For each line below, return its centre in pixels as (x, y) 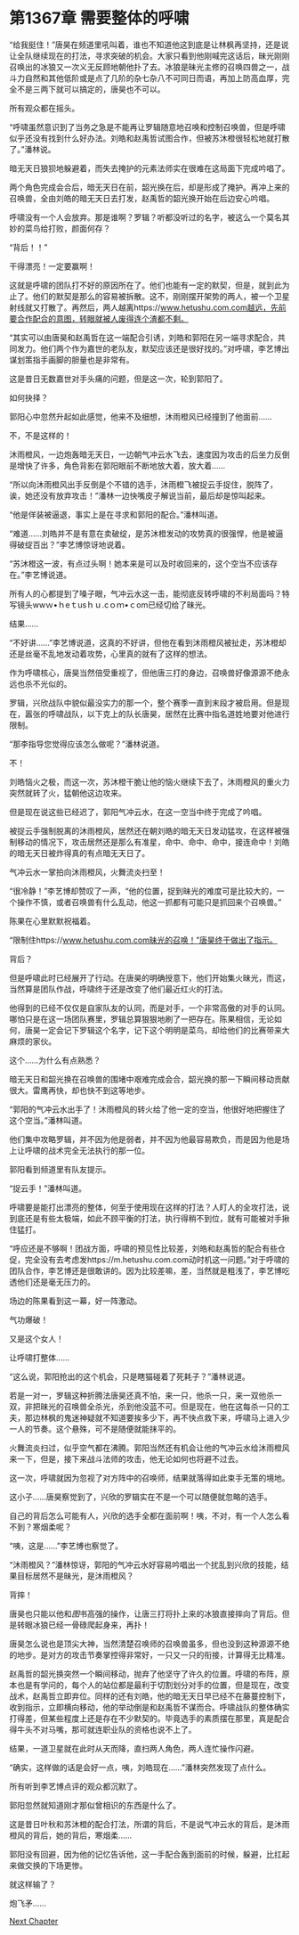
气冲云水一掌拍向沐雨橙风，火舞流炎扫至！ (87, 872)
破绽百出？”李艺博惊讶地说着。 (73, 544)
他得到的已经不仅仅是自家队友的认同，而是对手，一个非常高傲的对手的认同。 (149, 1008)
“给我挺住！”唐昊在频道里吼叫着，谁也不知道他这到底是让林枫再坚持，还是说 (149, 45)
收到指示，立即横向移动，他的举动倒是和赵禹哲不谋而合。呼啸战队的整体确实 (149, 1707)
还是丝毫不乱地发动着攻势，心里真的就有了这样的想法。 (110, 653)
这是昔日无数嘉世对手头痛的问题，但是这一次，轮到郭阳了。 (118, 379)
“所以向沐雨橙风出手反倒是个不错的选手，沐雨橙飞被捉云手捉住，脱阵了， (144, 484)
